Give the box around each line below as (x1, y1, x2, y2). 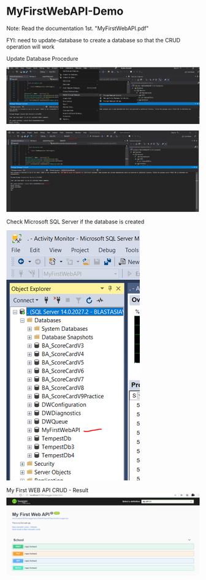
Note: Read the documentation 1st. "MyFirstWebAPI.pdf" (6, 25, 149, 32)
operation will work (6, 43, 55, 50)
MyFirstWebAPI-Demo (6, 4, 124, 18)
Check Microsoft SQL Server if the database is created (6, 218, 145, 225)
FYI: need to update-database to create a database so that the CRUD (6, 36, 181, 44)
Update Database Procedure (6, 55, 78, 62)
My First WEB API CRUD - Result (6, 486, 89, 493)
